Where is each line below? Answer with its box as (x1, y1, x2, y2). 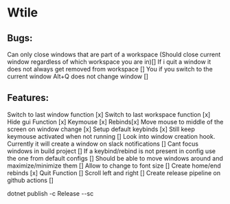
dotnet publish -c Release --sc (7, 189, 94, 197)
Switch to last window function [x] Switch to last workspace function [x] (7, 110, 211, 118)
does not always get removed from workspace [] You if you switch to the (7, 65, 213, 73)
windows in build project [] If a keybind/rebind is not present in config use (7, 146, 216, 155)
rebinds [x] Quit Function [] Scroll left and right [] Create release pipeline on (7, 168, 221, 177)
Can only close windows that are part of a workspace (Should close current (7, 50, 221, 58)
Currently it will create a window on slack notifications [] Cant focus (7, 139, 199, 148)
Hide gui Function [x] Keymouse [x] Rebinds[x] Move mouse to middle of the (7, 117, 224, 126)
